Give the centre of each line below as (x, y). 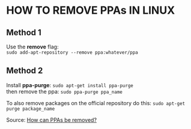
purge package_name (31, 109)
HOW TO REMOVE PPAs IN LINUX (91, 10)
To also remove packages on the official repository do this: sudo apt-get (95, 103)
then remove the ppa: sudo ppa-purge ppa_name (65, 91)
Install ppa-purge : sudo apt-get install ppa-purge (70, 85)
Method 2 (25, 71)
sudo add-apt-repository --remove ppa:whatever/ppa (72, 53)
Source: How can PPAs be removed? (52, 119)
